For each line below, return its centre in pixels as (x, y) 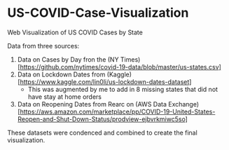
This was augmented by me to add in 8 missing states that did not (123, 89)
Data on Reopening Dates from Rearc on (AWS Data (92, 104)
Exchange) (183, 104)
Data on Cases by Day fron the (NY (68, 59)
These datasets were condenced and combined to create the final (102, 132)
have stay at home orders (64, 97)
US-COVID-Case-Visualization (98, 13)
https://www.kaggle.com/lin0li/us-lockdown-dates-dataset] (106, 81)
